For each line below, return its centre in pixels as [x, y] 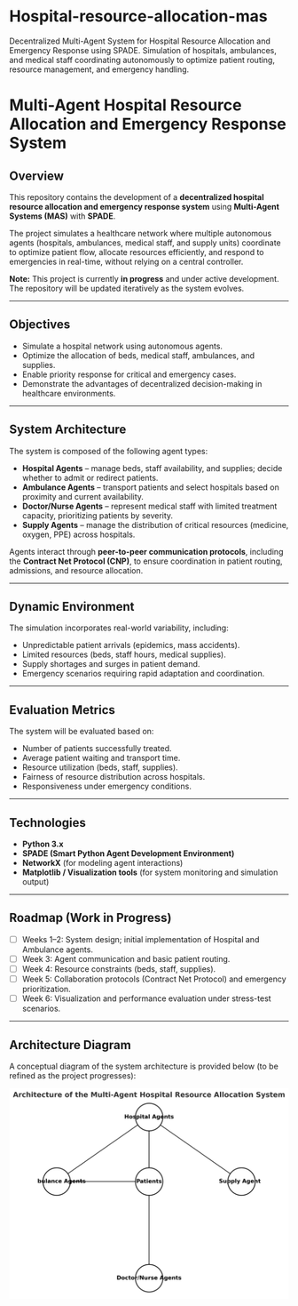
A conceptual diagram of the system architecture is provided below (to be [144, 1066]
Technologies [48, 823]
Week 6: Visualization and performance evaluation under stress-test [147, 998]
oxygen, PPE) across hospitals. [78, 534]
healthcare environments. [69, 393]
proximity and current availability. [83, 496]
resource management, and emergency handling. [99, 69]
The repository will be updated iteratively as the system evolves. [127, 288]
